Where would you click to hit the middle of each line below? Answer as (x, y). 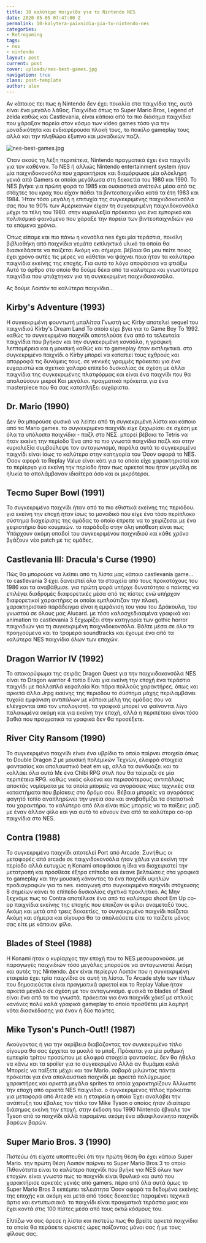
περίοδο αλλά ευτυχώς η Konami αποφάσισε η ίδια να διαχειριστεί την (97, 865)
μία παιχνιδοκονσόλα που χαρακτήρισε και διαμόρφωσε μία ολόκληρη (97, 173)
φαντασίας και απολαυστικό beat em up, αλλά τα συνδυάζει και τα (93, 766)
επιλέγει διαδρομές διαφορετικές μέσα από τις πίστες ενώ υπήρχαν (93, 594)
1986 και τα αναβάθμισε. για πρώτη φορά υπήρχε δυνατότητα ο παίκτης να (103, 587)
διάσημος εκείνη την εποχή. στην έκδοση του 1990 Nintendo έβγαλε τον (99, 1110)
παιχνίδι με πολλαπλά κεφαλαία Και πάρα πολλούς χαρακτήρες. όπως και (102, 687)
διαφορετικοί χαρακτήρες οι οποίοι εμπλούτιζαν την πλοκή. (83, 600)
